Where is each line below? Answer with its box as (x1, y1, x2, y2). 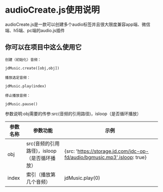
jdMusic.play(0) (64, 175, 100, 181)
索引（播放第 (26, 171, 56, 178)
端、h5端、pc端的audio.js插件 (5, 27, 65, 33)
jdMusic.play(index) (5, 84, 47, 88)
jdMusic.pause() (5, 102, 38, 106)
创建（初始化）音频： (5, 57, 41, 62)
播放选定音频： (5, 75, 31, 80)
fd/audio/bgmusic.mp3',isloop (64, 154, 133, 160)
